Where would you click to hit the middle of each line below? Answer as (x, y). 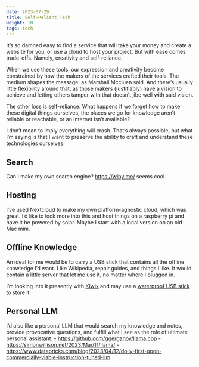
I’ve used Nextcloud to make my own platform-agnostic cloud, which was (96, 209)
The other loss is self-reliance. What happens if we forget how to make (93, 107)
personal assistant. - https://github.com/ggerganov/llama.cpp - (83, 338)
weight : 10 (20, 23)
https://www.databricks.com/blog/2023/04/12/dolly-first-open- (84, 351)
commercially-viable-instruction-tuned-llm (58, 357)
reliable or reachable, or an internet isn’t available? (68, 119)
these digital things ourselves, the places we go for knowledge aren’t (91, 113)
